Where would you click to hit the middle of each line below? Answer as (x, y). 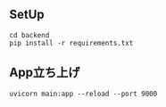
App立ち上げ (45, 73)
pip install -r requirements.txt (71, 43)
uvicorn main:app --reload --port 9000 (83, 94)
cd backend (29, 35)
